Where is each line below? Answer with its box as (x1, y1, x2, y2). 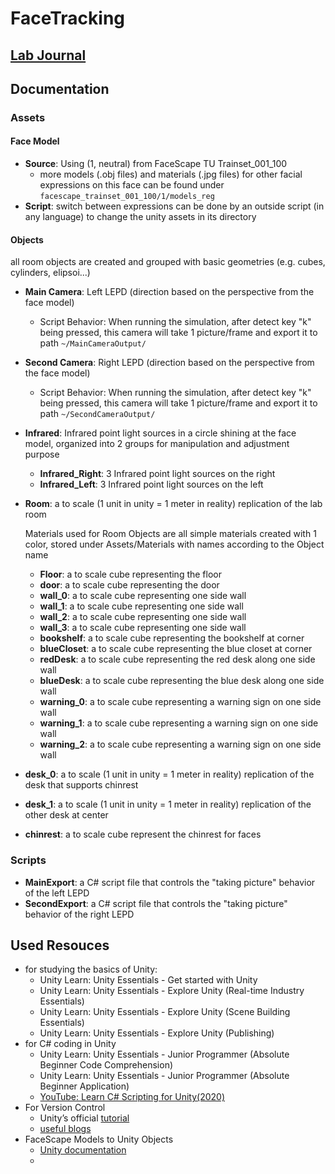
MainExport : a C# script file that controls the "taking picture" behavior (24, 876, 316, 888)
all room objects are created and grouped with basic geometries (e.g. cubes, (10, 256, 326, 268)
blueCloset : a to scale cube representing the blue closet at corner (39, 643, 313, 655)
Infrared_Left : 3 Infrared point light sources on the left (39, 478, 264, 491)
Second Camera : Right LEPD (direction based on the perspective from (24, 357, 315, 369)
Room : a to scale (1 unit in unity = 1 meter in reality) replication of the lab (24, 498, 323, 510)
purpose (24, 448, 60, 461)
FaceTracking (10, 7, 125, 30)
